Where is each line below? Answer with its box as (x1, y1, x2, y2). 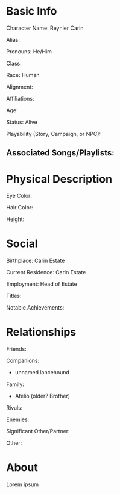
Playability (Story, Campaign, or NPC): (6, 130, 101, 137)
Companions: (6, 357, 40, 365)
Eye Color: (6, 192, 32, 200)
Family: (6, 381, 24, 388)
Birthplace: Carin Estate (6, 257, 65, 265)
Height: (6, 215, 25, 223)
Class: (6, 59, 22, 67)
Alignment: (6, 83, 33, 90)
